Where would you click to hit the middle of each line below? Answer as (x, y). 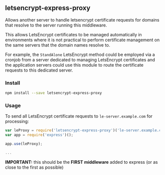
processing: (17, 122)
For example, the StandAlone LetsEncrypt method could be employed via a (80, 54)
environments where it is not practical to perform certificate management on (82, 40)
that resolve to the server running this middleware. (56, 25)
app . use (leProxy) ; (24, 144)
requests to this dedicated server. (39, 70)
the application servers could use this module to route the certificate (74, 65)
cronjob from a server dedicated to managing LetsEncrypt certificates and (80, 60)
